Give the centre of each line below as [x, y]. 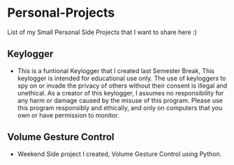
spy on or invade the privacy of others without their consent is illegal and [122, 86]
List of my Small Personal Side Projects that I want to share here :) [102, 32]
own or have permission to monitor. [68, 115]
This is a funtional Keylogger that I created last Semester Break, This [116, 70]
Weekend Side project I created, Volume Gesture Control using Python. [119, 154]
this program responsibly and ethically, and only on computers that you [120, 108]
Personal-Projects [61, 13]
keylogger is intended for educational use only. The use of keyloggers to [122, 78]
